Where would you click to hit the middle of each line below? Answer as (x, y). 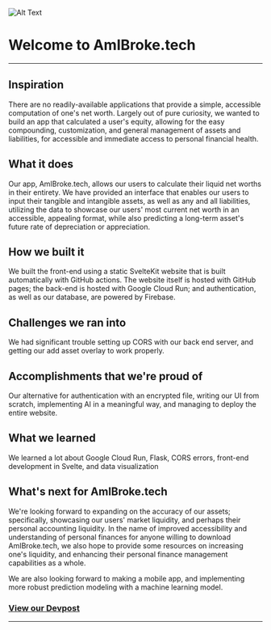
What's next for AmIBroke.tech (88, 492)
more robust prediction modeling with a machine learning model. (116, 587)
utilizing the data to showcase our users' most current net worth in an (124, 209)
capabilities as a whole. (47, 563)
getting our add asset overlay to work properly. (86, 351)
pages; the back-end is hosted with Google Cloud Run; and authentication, (132, 289)
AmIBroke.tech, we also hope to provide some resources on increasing (126, 545)
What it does (41, 165)
